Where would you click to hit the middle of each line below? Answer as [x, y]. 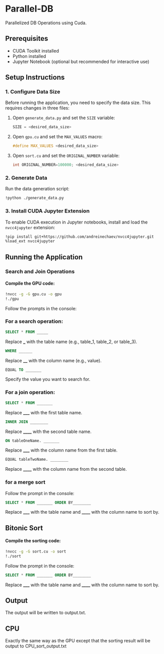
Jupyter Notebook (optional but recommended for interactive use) [81, 62]
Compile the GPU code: [30, 284]
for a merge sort [25, 482]
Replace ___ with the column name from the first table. [61, 450]
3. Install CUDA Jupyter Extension [47, 211]
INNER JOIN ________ [27, 422]
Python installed [29, 56]
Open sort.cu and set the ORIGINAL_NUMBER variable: [66, 156]
